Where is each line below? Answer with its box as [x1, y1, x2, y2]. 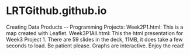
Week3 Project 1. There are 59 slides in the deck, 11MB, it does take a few [6, 36, 183, 43]
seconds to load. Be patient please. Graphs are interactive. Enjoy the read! [6, 42, 185, 49]
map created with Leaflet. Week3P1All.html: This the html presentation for [6, 29, 183, 36]
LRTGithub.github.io [6, 4, 107, 18]
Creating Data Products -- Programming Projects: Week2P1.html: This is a [6, 23, 184, 30]
